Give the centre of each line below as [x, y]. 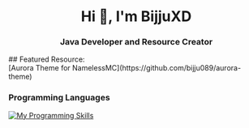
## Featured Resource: [47, 59]
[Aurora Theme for [39, 68]
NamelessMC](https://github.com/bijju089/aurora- [157, 68]
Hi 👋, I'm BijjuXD [136, 17]
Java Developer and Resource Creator [136, 42]
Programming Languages [60, 98]
